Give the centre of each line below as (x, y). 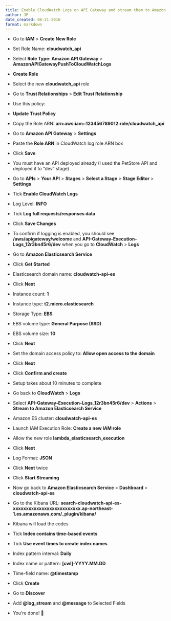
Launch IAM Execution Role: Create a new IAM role (67, 428)
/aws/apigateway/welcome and (47, 239)
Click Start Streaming (36, 478)
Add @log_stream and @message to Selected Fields (69, 603)
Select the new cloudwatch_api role (51, 84)
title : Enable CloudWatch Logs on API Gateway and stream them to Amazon (86, 10)
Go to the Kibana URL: (36, 503)
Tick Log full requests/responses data (54, 214)
